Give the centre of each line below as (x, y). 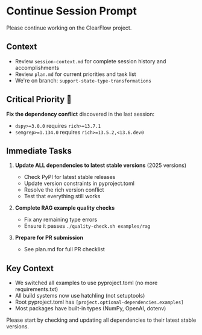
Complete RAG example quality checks (65, 208)
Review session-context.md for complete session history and (90, 61)
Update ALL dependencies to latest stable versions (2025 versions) (101, 165)
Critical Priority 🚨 (39, 100)
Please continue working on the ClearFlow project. (69, 28)
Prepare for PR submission (49, 238)
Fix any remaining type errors (61, 220)
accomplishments (37, 67)
